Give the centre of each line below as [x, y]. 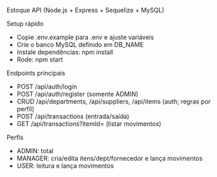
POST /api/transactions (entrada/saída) [73, 116]
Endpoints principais [36, 73]
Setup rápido [25, 23]
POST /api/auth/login [47, 86]
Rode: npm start [40, 59]
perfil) [25, 109]
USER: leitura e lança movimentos [65, 166]
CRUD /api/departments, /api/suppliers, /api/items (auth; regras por [113, 101]
